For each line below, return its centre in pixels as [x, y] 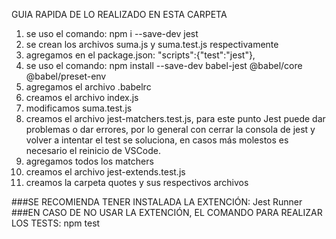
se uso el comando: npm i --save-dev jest [112, 33]
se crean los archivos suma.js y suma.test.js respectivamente [152, 44]
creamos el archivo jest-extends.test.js [105, 172]
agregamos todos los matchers [89, 161]
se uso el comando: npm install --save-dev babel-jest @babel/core [164, 65]
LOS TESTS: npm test [56, 223]
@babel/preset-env [66, 76]
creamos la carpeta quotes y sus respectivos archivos [137, 182]
